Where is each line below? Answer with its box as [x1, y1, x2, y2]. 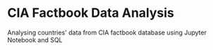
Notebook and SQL [7, 35, 63, 44]
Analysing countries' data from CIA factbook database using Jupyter [7, 28, 207, 37]
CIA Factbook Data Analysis [7, 5, 175, 21]
